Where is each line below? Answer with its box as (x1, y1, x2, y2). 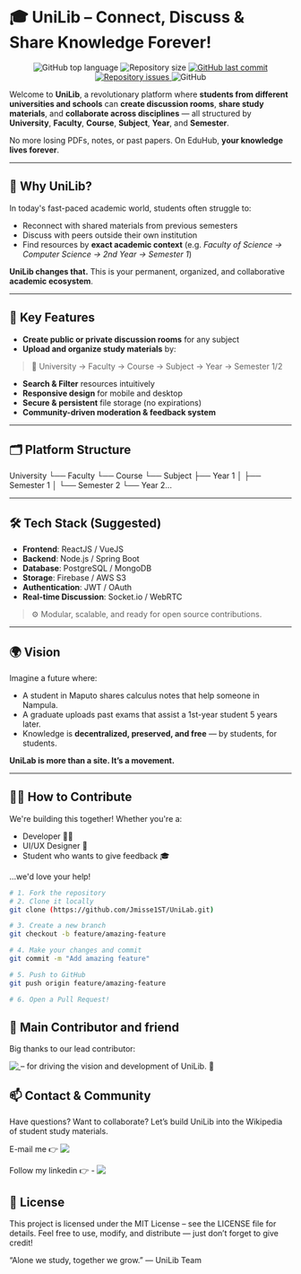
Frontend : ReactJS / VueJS (21, 544, 124, 554)
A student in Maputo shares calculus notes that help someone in (21, 690, 260, 701)
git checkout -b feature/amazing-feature (9, 929, 167, 938)
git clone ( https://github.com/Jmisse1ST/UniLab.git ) (9, 905, 215, 914)
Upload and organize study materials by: (21, 343, 176, 354)
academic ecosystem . (9, 275, 94, 286)
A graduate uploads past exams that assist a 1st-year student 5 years (21, 710, 278, 720)
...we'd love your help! (9, 871, 91, 882)
